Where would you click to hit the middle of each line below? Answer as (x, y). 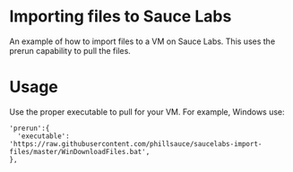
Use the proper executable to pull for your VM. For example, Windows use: (147, 112)
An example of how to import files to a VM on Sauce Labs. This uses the (142, 41)
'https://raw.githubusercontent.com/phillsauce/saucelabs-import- (136, 144)
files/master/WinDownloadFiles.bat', (80, 151)
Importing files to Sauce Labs (121, 17)
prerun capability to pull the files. (70, 50)
